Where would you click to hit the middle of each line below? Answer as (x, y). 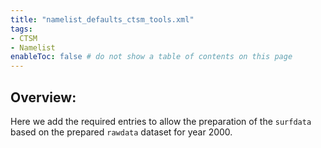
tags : (21, 29)
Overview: (43, 97)
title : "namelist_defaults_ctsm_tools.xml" (102, 19)
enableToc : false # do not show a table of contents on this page (151, 57)
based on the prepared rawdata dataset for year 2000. (121, 132)
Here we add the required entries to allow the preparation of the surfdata (161, 121)
